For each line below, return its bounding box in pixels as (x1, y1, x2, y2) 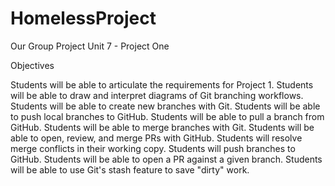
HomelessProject (10, 7, 157, 30)
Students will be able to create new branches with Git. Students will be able (10, 100, 321, 112)
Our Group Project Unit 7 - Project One (10, 40, 170, 52)
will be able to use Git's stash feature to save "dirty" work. (10, 163, 250, 176)
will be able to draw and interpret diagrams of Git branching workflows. (10, 89, 304, 101)
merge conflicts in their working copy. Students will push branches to (10, 142, 296, 154)
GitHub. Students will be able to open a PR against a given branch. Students (10, 153, 323, 165)
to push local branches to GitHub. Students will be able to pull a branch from (10, 110, 325, 122)
